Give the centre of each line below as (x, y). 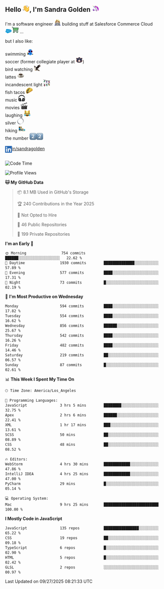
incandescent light (24, 84)
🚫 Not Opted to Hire (37, 215)
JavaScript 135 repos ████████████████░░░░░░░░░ (82, 528)
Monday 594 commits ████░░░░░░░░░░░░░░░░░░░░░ (82, 306)
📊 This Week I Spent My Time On (40, 379)
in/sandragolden (28, 148)
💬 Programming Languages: (31, 400)
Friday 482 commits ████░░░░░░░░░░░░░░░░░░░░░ (82, 345)
